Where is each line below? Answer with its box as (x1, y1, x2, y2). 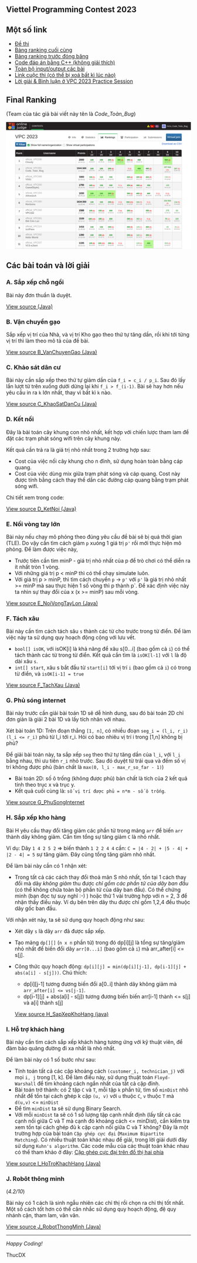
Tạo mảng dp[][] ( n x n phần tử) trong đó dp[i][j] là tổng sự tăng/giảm (14, 939, 185, 946)
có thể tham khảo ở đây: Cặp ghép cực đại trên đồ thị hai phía (14, 1148, 164, 1156)
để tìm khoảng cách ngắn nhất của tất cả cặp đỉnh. (37, 1080, 160, 1087)
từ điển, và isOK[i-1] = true (14, 670, 84, 677)
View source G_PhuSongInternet (6, 799, 85, 806)
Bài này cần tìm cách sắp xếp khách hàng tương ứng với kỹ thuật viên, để (6, 1039, 183, 1046)
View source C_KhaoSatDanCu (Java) (6, 401, 97, 408)
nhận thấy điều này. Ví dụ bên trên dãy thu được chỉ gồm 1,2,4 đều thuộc (14, 898, 191, 905)
